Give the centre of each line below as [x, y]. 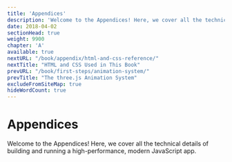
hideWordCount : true [37, 90]
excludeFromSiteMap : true [44, 84]
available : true [30, 52]
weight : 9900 [26, 39]
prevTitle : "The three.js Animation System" [72, 78]
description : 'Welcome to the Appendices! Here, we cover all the [105, 20]
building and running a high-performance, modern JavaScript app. [102, 151]
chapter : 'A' [26, 45]
